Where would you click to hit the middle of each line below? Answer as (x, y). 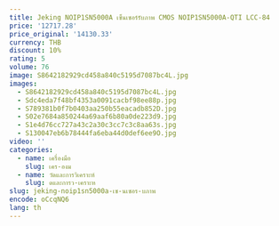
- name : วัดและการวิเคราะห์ (56, 174)
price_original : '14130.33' (61, 34)
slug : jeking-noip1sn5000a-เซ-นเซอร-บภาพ (83, 191)
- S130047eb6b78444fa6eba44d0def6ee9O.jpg (97, 133)
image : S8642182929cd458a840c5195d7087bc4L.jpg (99, 76)
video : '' (28, 141)
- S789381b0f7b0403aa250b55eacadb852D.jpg (97, 109)
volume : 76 (29, 68)
